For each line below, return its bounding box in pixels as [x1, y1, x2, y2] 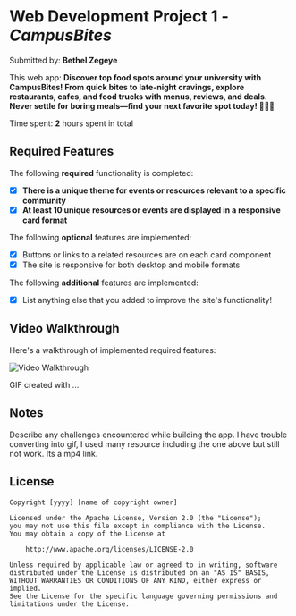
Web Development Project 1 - [9, 6, 230, 27]
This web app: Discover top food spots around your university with [9, 72, 262, 82]
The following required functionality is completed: [9, 167, 194, 178]
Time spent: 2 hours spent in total [9, 118, 134, 129]
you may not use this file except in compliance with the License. [9, 521, 266, 530]
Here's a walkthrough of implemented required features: [9, 344, 216, 355]
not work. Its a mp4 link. [9, 448, 98, 459]
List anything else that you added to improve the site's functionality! [21, 295, 273, 305]
